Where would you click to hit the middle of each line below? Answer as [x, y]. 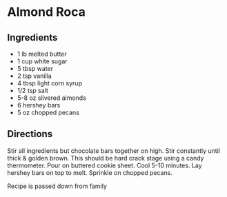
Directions [30, 134]
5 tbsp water [35, 69]
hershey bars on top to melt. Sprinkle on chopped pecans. [90, 172]
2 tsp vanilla [34, 76]
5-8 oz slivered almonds [51, 98]
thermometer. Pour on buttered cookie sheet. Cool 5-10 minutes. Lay [105, 165]
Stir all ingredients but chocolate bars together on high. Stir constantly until [114, 151]
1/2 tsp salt [32, 91]
